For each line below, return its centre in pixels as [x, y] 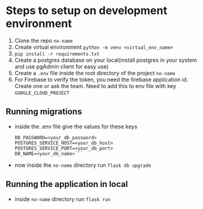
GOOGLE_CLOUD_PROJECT [42, 93]
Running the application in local [67, 184]
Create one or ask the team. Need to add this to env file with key [95, 86]
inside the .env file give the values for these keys [76, 127]
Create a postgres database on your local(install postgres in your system [106, 60]
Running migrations [44, 112]
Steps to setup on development [87, 11]
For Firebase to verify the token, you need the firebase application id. [101, 79]
